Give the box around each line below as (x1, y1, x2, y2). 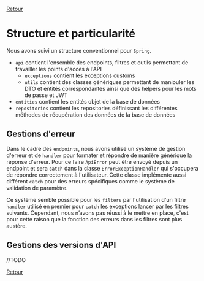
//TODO (6, 256, 26, 263)
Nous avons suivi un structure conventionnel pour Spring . (6, 47, 152, 54)
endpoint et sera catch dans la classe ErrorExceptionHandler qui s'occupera (6, 164, 198, 172)
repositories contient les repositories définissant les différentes (15, 104, 178, 112)
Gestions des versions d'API (6, 240, 116, 250)
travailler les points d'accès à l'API (15, 65, 102, 72)
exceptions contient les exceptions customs (24, 72, 135, 79)
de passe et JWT (24, 91, 68, 99)
